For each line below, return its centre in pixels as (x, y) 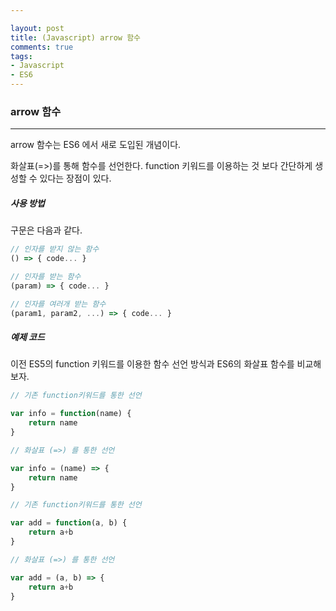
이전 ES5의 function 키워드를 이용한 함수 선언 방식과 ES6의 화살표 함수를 (152, 364)
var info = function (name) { (71, 414)
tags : (21, 56)
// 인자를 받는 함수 (46, 277)
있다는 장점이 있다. (75, 178)
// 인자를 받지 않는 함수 (55, 249)
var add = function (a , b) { (69, 523)
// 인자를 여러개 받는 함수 (58, 304)
